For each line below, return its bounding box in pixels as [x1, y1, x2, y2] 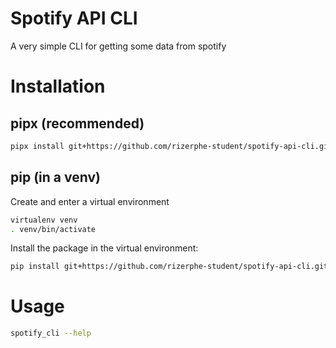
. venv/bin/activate [10, 224, 97, 234]
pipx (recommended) [10, 115, 145, 132]
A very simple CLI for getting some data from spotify [10, 40, 227, 52]
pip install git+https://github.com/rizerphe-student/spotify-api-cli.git [10, 262, 329, 272]
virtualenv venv [10, 215, 78, 225]
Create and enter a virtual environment [10, 195, 170, 207]
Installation [10, 75, 106, 98]
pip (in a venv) [10, 169, 101, 186]
